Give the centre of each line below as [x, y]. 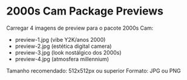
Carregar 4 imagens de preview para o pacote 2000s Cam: [80, 28]
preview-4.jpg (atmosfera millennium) [62, 59]
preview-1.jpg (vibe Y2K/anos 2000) [60, 39]
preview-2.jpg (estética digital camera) [63, 46]
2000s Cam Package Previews [85, 11]
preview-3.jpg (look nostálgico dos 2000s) [68, 52]
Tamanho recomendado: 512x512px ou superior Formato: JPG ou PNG [93, 70]
